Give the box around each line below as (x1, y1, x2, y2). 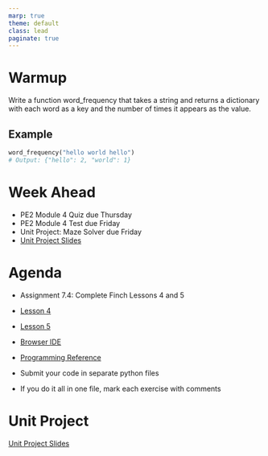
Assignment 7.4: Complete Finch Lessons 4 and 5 (19, 290, 185, 300)
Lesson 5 (19, 321, 51, 331)
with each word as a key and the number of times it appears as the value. (8, 104, 252, 113)
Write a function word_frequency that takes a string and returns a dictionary (8, 96, 260, 105)
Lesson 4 (19, 306, 52, 315)
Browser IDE (19, 337, 62, 347)
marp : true (8, 11, 45, 20)
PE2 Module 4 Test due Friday (19, 218, 121, 228)
